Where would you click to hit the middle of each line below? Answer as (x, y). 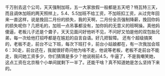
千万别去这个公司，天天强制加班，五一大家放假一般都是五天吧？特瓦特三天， (82, 7)
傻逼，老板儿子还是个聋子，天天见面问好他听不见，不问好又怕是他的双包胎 (80, 32)
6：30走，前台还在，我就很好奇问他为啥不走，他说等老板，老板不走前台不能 (82, 50)
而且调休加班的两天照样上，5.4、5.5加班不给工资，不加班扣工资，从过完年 (80, 13)
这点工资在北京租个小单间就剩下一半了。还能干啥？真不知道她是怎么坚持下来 (82, 62)
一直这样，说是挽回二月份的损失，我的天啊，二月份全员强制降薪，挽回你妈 (84, 19)
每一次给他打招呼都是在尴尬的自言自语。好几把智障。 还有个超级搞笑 (83, 38)
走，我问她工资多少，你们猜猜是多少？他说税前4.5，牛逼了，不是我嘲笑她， (82, 56)
